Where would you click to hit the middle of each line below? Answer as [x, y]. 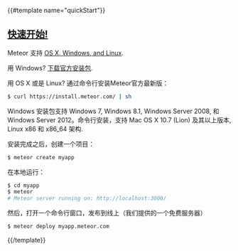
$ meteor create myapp [41, 157]
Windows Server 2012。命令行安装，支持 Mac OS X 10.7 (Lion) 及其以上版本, [119, 119]
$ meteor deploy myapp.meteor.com [59, 227]
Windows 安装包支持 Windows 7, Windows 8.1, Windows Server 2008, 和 [113, 111]
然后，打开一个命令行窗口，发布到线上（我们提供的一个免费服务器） [107, 213]
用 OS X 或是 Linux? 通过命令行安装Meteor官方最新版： [88, 83]
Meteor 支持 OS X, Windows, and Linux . [66, 53]
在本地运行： [26, 172]
